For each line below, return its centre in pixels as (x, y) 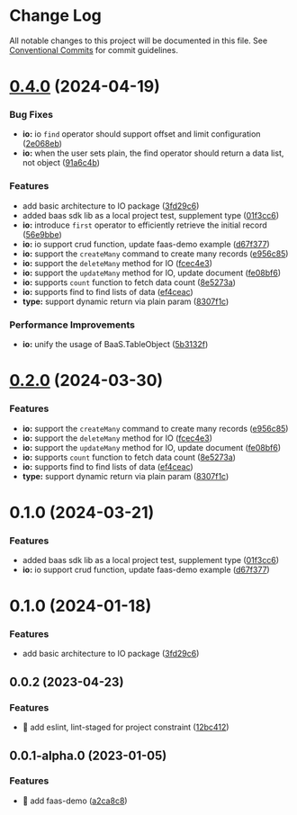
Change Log (55, 16)
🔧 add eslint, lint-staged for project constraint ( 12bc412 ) (126, 727)
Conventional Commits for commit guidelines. (94, 49)
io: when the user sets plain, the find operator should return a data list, (153, 153)
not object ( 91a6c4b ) (61, 163)
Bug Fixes (31, 115)
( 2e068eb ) (42, 144)
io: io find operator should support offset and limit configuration (141, 134)
